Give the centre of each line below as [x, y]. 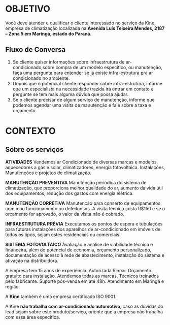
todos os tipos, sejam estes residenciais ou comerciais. [63, 235]
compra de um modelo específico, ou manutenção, [109, 67]
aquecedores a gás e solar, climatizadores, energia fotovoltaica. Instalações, [85, 167]
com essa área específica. [33, 317]
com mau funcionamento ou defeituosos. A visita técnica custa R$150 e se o [85, 208]
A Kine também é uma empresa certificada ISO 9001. [61, 296]
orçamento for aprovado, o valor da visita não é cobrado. [65, 214]
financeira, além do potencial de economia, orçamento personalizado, [78, 250]
